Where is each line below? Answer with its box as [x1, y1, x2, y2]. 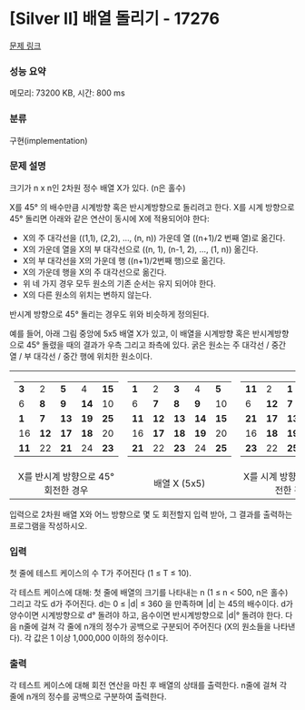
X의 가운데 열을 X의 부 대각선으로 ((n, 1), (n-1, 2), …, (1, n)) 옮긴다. [22, 243, 259, 255]
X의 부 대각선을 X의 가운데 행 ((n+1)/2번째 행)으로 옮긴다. [22, 255, 226, 266]
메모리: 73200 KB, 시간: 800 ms [9, 87, 125, 98]
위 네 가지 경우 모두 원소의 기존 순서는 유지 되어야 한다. [22, 278, 216, 289]
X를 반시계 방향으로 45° [17, 470, 115, 482]
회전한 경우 [44, 483, 89, 496]
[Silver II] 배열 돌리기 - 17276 [9, 8, 221, 29]
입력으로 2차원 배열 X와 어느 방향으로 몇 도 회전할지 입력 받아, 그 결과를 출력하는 [9, 509, 293, 520]
